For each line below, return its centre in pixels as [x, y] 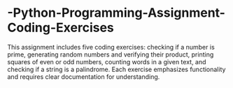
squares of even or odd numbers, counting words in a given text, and [107, 61]
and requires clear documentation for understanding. [84, 76]
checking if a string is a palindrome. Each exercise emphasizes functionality [116, 69]
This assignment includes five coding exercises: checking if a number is [111, 47]
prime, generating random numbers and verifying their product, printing [111, 54]
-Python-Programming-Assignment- [116, 13]
